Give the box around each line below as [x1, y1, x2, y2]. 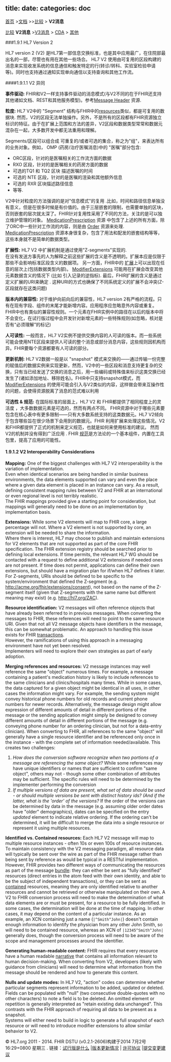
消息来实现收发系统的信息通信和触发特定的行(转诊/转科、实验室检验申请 [5, 62, 156, 68]
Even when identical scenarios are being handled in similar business [5, 471, 149, 477]
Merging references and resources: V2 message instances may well [5, 663, 151, 670]
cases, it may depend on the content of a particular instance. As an [5, 911, 146, 917]
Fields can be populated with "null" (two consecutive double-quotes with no [5, 990, 165, 996]
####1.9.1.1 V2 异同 [5, 80, 45, 86]
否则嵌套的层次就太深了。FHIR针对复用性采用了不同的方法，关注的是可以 [5, 210, 158, 216]
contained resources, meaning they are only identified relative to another [5, 883, 158, 890]
